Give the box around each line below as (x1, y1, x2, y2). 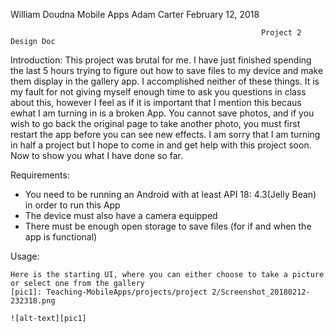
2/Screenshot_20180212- (211, 287, 311, 297)
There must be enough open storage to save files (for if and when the (24, 220, 312, 232)
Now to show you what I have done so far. (10, 150, 184, 161)
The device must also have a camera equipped (24, 210, 218, 221)
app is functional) (24, 231, 98, 243)
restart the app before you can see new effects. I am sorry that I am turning (10, 129, 321, 140)
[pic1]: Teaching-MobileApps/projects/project (10, 287, 208, 297)
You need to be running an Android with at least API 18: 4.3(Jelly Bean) (24, 189, 317, 200)
